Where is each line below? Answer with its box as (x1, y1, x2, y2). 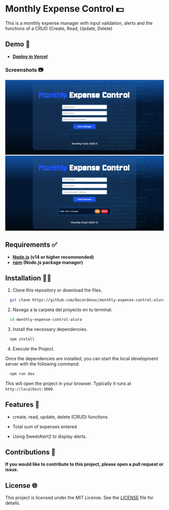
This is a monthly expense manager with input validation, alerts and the (5, 20, 153, 26)
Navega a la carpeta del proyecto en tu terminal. (12, 307, 113, 313)
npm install (10, 336, 35, 342)
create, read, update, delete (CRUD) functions (12, 414, 108, 420)
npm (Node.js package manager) (12, 259, 83, 265)
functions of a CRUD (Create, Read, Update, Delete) (5, 25, 113, 31)
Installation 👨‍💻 (5, 273, 52, 282)
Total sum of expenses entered (12, 423, 77, 429)
